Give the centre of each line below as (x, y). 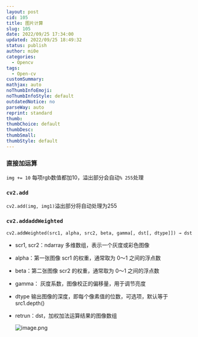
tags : (13, 68)
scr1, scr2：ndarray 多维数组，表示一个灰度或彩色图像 (82, 245)
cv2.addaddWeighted (35, 221)
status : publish (26, 46)
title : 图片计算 (25, 23)
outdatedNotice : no (31, 101)
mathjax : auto (24, 85)
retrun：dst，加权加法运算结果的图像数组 (66, 315)
